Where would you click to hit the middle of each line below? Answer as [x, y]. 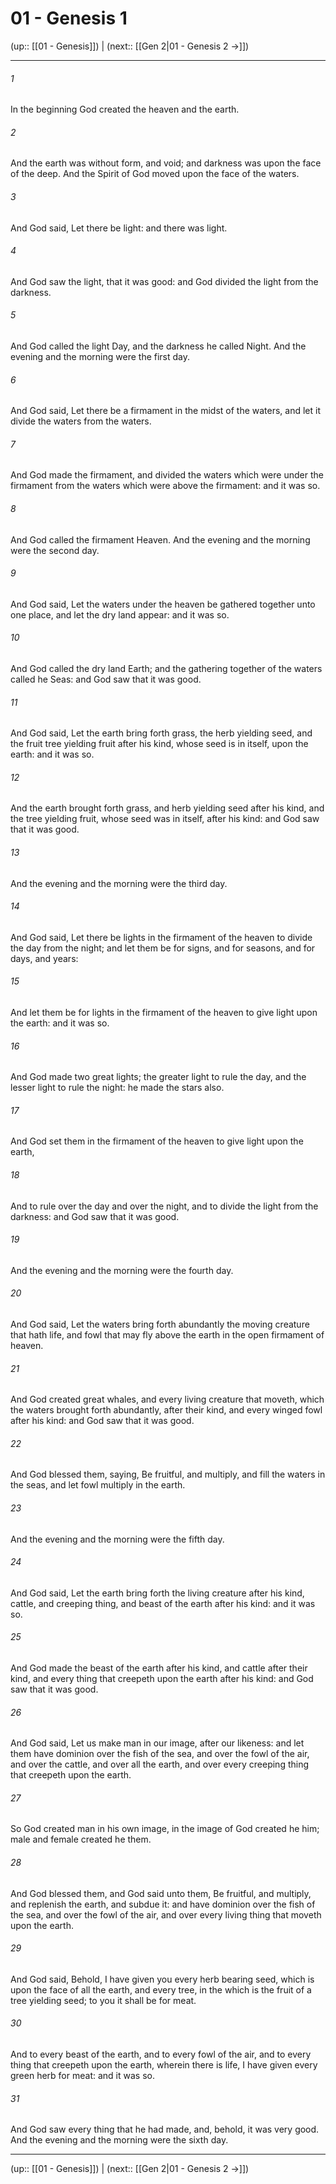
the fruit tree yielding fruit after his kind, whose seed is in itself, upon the [159, 744]
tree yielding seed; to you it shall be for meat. [103, 2000]
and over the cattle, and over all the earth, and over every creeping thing [160, 1764]
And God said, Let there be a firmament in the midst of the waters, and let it [166, 411]
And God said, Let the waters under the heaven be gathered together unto [163, 604]
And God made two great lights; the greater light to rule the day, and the [158, 1077]
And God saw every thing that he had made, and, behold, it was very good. [165, 2129]
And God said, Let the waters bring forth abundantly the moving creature [160, 1324]
